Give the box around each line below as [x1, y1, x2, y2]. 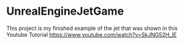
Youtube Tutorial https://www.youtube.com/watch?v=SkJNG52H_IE [6, 31, 177, 38]
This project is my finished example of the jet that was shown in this [6, 24, 178, 32]
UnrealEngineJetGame [6, 4, 125, 18]
